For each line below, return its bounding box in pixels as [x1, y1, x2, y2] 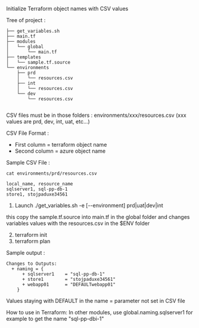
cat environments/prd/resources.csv [6, 171, 97, 177]
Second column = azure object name [14, 147, 106, 154]
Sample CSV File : [6, 159, 51, 166]
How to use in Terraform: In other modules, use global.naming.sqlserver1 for [6, 309, 194, 315]
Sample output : [6, 249, 45, 256]
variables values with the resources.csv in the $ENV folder [6, 220, 150, 227]
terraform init [14, 231, 48, 238]
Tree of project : [6, 17, 46, 23]
